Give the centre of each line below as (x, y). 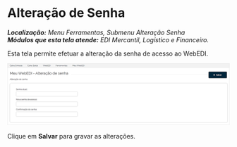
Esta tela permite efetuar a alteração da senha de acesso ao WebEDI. (108, 53)
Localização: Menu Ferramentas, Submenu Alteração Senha (96, 32)
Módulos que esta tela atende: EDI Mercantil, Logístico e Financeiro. (108, 39)
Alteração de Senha (66, 13)
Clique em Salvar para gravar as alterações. (71, 136)
